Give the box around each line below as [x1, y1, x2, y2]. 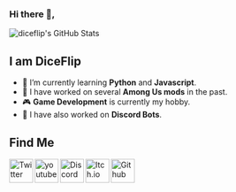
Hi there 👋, [9, 8, 56, 20]
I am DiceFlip [9, 53, 81, 69]
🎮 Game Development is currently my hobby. [21, 96, 191, 107]
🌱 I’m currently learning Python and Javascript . [21, 77, 197, 88]
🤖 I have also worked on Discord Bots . [21, 110, 162, 120]
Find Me [9, 134, 55, 150]
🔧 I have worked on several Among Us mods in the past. [21, 87, 228, 97]
